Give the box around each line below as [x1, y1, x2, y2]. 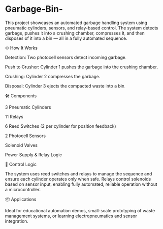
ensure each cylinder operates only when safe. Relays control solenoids [5, 176, 151, 182]
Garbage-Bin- [5, 3, 63, 15]
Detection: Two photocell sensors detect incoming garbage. [5, 54, 127, 60]
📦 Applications [5, 196, 36, 202]
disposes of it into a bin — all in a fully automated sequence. [5, 35, 128, 41]
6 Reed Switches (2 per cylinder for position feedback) [5, 123, 117, 129]
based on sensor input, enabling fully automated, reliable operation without [5, 181, 158, 187]
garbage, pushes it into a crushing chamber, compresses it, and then [5, 30, 145, 36]
